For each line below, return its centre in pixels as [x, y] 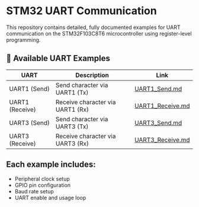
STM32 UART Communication [81, 11]
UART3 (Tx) [72, 127]
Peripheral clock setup [42, 179]
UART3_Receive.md [162, 140]
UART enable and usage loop [50, 198]
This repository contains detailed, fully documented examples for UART [93, 27]
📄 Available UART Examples [58, 58]
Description [92, 75]
